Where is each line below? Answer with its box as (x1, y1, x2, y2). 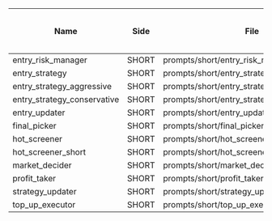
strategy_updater (12, 186, 77, 197)
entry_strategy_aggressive (12, 81, 112, 91)
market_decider (12, 159, 72, 171)
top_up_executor (12, 199, 76, 210)
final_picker (12, 121, 57, 131)
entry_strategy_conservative (12, 94, 120, 104)
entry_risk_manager (12, 54, 87, 66)
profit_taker (12, 173, 57, 184)
